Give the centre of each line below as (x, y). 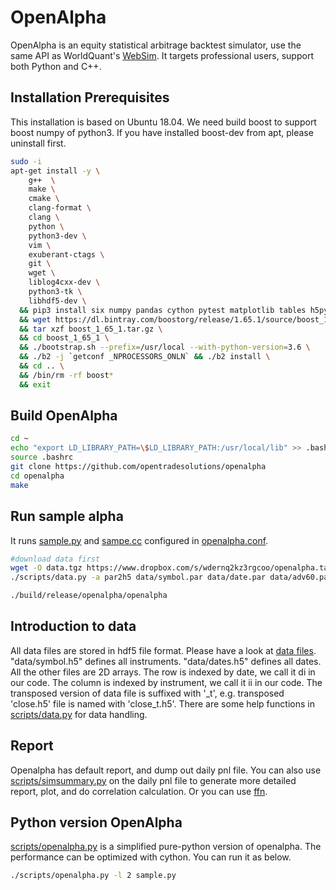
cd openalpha (37, 476)
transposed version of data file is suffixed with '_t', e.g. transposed (147, 693)
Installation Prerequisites (90, 97)
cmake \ (44, 199)
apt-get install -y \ (55, 171)
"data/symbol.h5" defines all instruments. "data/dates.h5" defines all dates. (166, 661)
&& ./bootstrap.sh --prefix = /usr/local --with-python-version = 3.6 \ (165, 347)
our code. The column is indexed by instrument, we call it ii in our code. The (166, 682)
